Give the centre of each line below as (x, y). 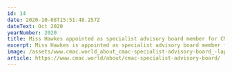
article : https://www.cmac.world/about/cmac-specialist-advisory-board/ (114, 58)
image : (17, 52)
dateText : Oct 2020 (35, 26)
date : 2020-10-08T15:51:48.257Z (54, 20)
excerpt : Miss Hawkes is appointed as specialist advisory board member (114, 45)
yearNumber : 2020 (32, 33)
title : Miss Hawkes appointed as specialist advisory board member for (112, 39)
